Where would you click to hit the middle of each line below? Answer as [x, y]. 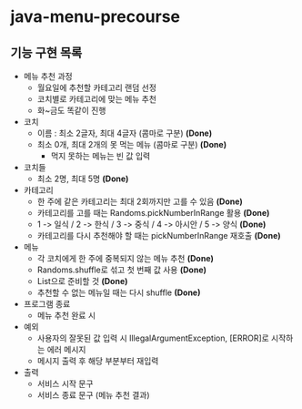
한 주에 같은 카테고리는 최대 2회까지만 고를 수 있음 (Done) [140, 201]
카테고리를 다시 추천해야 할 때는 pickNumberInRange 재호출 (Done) [159, 235]
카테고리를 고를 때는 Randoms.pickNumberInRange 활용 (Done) [153, 213]
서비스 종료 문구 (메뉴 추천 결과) [93, 395]
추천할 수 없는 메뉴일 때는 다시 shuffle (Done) [119, 292]
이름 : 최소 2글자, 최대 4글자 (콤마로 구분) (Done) [125, 133]
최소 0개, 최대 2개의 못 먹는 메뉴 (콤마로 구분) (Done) [131, 144]
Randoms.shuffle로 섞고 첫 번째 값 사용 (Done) [122, 270]
